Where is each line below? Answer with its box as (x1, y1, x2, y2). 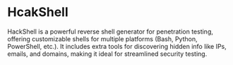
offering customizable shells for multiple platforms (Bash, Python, (7, 34, 198, 43)
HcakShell (7, 4, 68, 20)
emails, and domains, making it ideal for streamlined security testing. (7, 50, 208, 58)
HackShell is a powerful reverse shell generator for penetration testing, (7, 27, 213, 36)
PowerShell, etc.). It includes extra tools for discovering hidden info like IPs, (7, 42, 227, 50)
